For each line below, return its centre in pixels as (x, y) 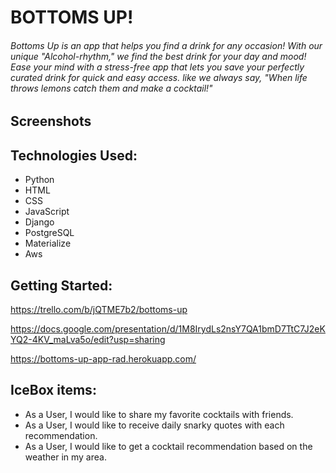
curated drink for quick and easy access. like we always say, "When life (159, 77)
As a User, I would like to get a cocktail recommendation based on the (168, 446)
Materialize (48, 243)
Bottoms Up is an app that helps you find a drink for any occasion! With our (166, 45)
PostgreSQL (49, 233)
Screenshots (51, 121)
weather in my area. (65, 457)
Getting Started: (61, 285)
